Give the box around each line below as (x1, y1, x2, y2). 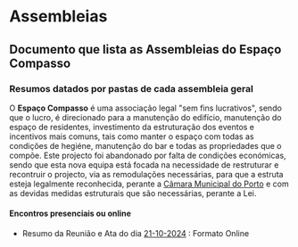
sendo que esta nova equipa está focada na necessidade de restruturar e (9, 159, 279, 170)
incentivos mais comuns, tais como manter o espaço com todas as (9, 131, 254, 142)
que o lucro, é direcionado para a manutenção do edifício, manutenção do (9, 111, 282, 122)
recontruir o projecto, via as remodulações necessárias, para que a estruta (9, 169, 284, 179)
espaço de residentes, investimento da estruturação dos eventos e (9, 121, 255, 132)
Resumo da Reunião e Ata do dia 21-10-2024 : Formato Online (21, 228, 250, 239)
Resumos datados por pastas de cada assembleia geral (9, 82, 254, 95)
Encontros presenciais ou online (9, 208, 132, 219)
